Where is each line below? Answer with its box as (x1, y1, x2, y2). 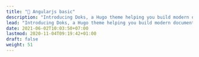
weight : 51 (6, 42, 33, 48)
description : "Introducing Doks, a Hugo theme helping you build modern (6, 14, 190, 20)
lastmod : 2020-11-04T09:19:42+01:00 (6, 31, 97, 37)
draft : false (6, 36, 38, 42)
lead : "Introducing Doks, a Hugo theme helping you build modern (6, 20, 171, 26)
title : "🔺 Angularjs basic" (6, 8, 76, 15)
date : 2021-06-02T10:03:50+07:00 (6, 25, 89, 31)
